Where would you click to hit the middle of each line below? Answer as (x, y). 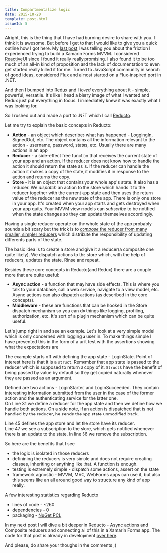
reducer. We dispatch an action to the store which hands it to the (79, 188)
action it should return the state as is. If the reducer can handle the (81, 166)
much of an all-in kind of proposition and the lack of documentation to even (83, 64)
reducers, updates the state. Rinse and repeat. (53, 260)
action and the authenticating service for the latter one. (62, 398)
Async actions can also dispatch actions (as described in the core (80, 295)
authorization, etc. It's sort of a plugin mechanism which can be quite (83, 316)
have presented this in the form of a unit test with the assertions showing (80, 342)
